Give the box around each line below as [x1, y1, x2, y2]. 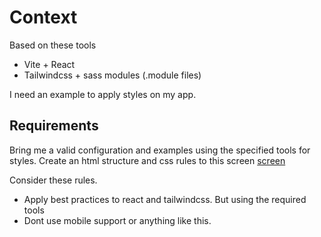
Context [9, 6, 78, 29]
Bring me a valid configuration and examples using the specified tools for [9, 144, 311, 156]
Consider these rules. [9, 174, 98, 186]
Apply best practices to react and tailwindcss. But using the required [23, 193, 307, 205]
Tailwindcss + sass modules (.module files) [23, 69, 202, 81]
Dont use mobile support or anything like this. [23, 214, 212, 226]
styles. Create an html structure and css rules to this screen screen [9, 154, 286, 166]
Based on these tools [9, 39, 97, 51]
